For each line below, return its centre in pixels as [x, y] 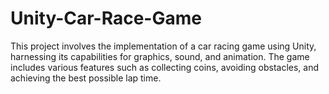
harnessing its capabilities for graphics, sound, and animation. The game [160, 56]
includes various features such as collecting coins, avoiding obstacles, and [165, 67]
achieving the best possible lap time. [86, 78]
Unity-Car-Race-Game [106, 18]
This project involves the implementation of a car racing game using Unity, [163, 46]
